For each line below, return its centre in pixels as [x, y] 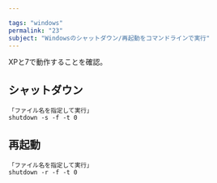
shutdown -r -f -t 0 [43, 172]
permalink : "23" [36, 30]
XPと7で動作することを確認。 [58, 62]
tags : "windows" [36, 23]
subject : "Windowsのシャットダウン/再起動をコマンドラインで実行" [109, 38]
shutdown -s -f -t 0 [43, 118]
